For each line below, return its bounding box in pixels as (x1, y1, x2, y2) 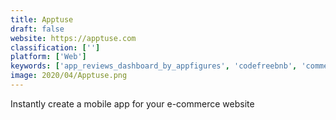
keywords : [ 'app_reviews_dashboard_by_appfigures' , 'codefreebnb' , (10, 61, 298, 71)
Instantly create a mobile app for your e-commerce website (10, 97, 255, 110)
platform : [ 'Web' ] (10, 52, 87, 62)
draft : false (10, 24, 65, 34)
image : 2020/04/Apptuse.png (10, 71, 128, 81)
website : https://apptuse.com (10, 33, 137, 43)
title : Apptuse (10, 14, 74, 25)
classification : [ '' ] (10, 42, 101, 53)
